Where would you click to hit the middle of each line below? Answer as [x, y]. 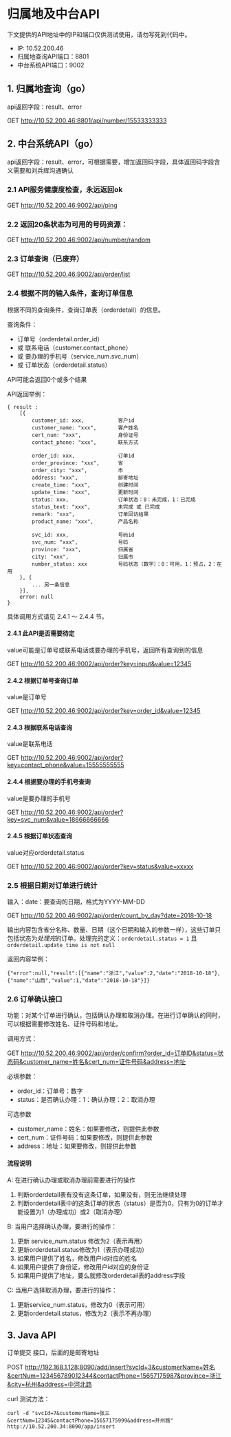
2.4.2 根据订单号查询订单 [43, 680]
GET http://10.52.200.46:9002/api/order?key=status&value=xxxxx [100, 866]
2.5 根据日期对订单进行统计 [52, 885]
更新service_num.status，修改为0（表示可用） [83, 1304]
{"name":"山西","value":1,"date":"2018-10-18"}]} [78, 981]
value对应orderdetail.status [46, 852]
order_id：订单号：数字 [50, 1091]
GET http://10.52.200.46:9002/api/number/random [79, 240]
